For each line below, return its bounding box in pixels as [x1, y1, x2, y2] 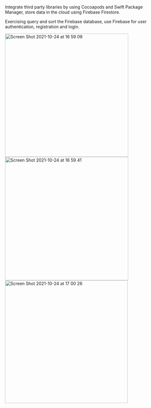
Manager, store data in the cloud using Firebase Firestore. [5, 9, 121, 15]
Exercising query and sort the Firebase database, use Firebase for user [5, 19, 147, 24]
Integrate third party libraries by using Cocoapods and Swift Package [5, 4, 143, 10]
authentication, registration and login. [5, 24, 80, 30]
